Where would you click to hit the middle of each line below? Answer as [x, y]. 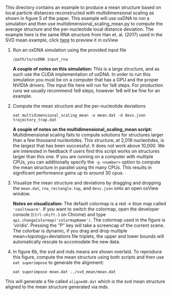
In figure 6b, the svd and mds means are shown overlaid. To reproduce [87, 251]
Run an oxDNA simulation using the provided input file [69, 50]
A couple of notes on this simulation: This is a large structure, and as [86, 69]
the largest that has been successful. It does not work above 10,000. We [89, 146]
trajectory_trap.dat [34, 120]
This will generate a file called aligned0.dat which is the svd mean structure [85, 281]
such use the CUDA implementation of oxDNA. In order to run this [81, 74]
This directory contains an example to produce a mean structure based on [83, 7]
